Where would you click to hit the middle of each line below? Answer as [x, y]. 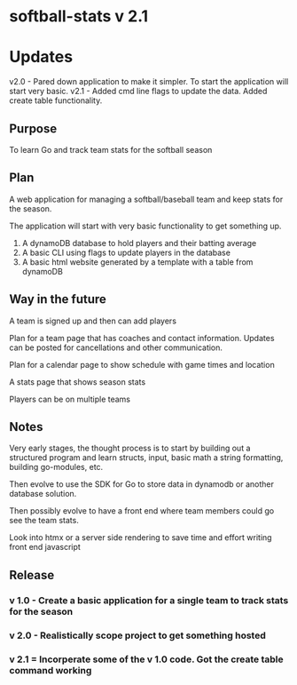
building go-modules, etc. [56, 467]
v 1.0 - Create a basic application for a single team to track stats [149, 600]
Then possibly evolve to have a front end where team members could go [142, 511]
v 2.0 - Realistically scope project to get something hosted [137, 635]
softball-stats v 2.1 [79, 16]
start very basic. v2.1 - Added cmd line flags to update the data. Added [138, 92]
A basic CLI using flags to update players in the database [126, 252]
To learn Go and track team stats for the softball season [111, 149]
